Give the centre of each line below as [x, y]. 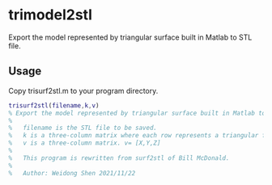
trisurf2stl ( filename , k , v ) [54, 105]
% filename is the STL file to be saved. [83, 128]
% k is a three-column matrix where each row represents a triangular [134, 136]
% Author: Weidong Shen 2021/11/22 [72, 173]
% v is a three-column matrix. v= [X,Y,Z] [85, 143]
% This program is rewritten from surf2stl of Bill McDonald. [119, 158]
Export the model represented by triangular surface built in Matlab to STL [130, 37]
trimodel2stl [51, 15]
